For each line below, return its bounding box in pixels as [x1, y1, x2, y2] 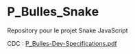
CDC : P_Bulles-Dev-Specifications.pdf [7, 39, 118, 47]
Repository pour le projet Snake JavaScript [7, 26, 128, 34]
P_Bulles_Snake [7, 4, 99, 20]
